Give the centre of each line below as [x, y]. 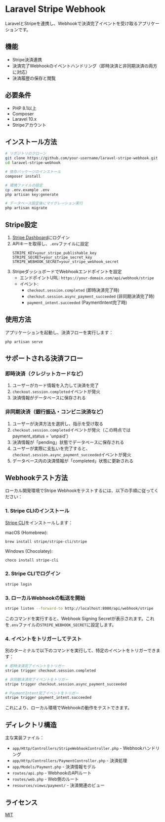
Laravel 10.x [24, 119]
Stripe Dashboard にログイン [41, 237]
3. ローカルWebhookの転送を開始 [45, 598]
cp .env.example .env [27, 190]
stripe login [19, 584]
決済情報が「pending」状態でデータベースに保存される [68, 442]
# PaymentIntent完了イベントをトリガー [42, 693]
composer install [23, 176]
